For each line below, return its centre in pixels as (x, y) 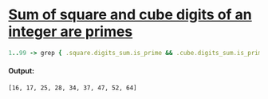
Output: (21, 71)
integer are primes (71, 32)
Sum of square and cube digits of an (130, 15)
